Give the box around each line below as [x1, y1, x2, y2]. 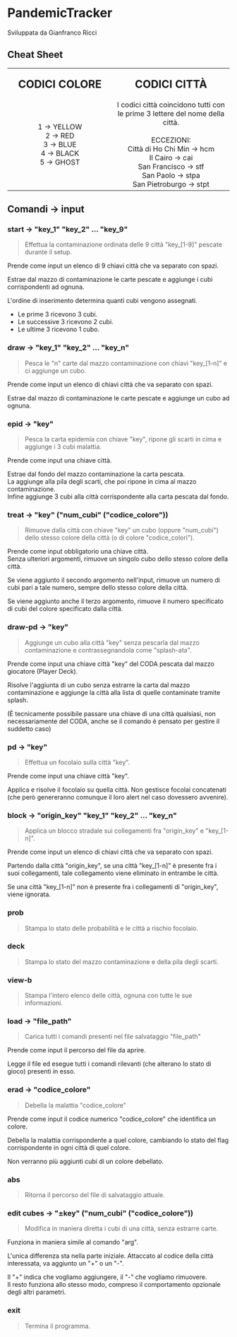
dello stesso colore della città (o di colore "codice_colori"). [24, 533, 195, 542]
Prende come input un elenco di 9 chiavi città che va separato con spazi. [7, 261, 219, 270]
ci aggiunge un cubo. [24, 366, 87, 375]
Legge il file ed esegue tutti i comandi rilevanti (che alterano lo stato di [7, 1059, 212, 1068]
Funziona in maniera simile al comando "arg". [7, 1238, 139, 1247]
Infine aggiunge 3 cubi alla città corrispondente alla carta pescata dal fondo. [7, 492, 229, 501]
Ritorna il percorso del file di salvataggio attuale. [24, 1191, 166, 1199]
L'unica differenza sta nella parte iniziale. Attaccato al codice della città [7, 1252, 214, 1260]
